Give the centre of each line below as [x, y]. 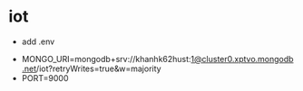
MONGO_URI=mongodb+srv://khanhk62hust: [106, 59]
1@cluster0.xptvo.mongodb [242, 59]
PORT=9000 [45, 77]
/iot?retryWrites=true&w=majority [98, 68]
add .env [38, 41]
